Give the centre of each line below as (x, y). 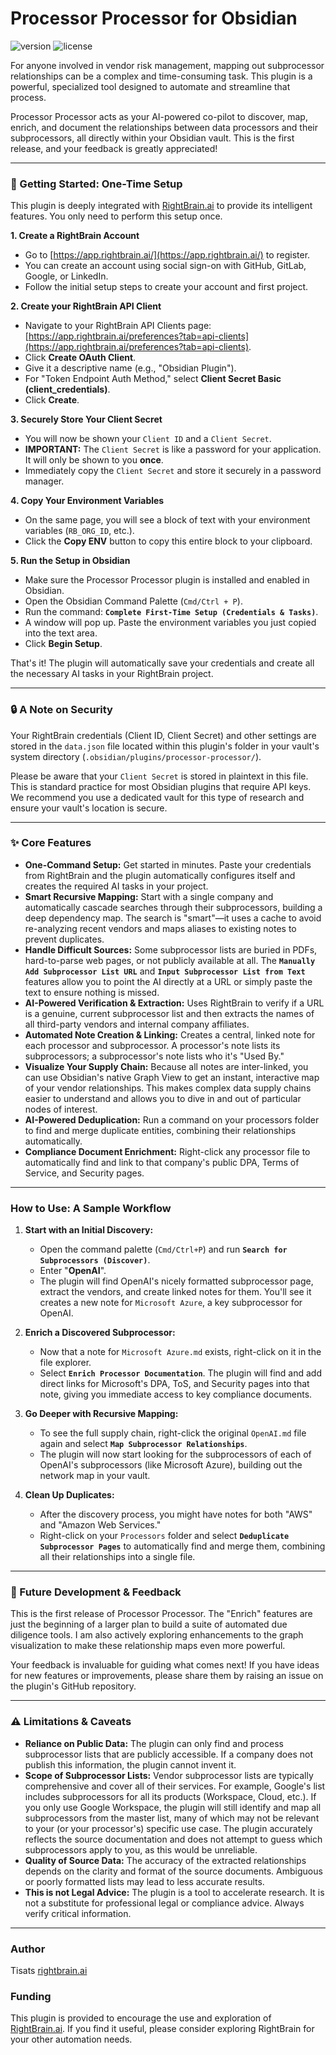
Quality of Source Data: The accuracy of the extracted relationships (165, 1860)
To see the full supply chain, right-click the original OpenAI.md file (173, 1433)
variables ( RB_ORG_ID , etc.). (79, 531)
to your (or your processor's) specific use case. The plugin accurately (168, 1828)
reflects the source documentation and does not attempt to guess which (173, 1839)
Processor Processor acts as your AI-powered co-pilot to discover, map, (159, 116)
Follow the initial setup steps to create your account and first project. (166, 287)
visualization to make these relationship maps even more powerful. (148, 1646)
